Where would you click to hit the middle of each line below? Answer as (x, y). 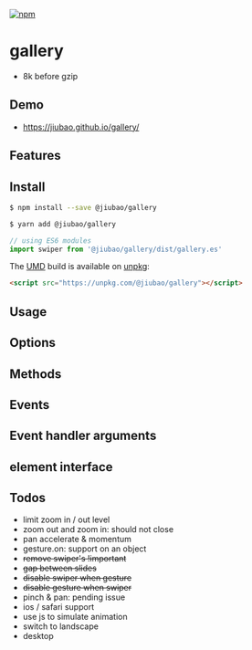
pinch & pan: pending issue (74, 597)
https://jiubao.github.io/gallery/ (81, 127)
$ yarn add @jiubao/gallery (63, 224)
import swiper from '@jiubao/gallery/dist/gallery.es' (116, 249)
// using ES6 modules (51, 241)
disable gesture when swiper (77, 588)
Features (35, 156)
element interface (61, 467)
